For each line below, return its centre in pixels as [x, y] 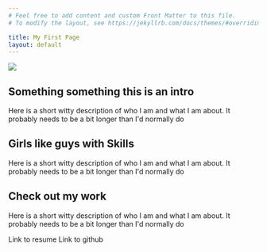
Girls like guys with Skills [72, 144]
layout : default [35, 44]
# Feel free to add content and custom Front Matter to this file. [122, 15]
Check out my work [58, 196]
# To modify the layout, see [56, 23]
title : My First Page [44, 37]
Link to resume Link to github [56, 239]
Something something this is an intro [101, 92]
